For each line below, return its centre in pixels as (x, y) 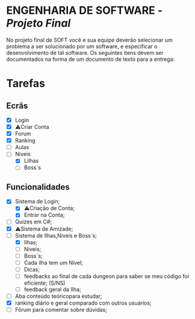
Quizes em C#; (33, 222)
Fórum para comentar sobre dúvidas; (61, 310)
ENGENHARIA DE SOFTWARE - (85, 11)
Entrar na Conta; (44, 215)
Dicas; (32, 269)
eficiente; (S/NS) (45, 283)
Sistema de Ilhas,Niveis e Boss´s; (56, 235)
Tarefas (26, 83)
